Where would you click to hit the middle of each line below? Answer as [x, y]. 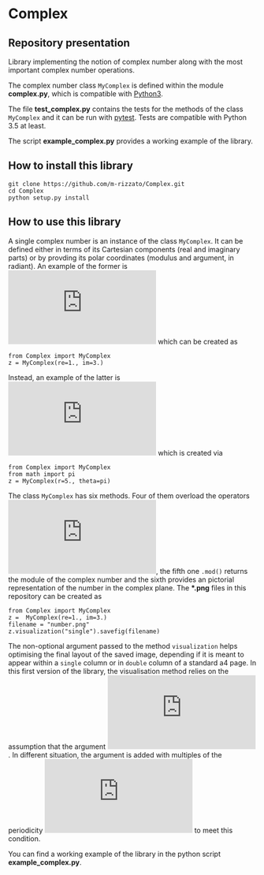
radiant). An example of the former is [68, 266]
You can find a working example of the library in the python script [115, 854]
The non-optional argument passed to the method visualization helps [123, 646]
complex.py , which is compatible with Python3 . [86, 94]
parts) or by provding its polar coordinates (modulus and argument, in [121, 258]
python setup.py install [49, 198]
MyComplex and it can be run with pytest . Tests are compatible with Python [127, 117]
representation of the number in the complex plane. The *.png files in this [127, 587]
